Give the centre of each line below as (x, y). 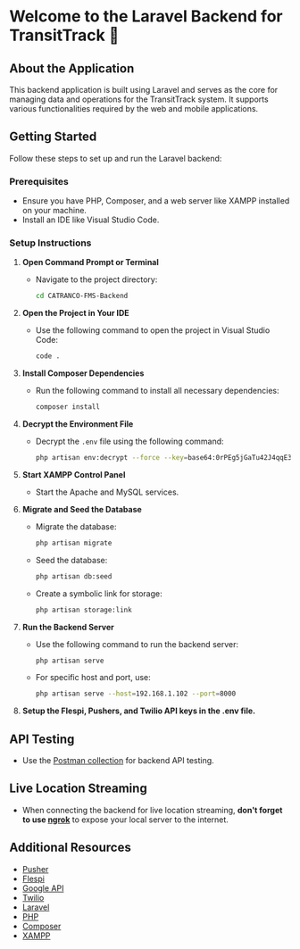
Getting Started (53, 137)
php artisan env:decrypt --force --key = (112, 458)
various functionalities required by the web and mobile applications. (134, 108)
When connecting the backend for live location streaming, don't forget (152, 810)
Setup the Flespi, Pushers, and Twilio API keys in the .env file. (139, 711)
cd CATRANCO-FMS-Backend (82, 296)
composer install (68, 407)
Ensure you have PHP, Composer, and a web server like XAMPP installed (156, 201)
